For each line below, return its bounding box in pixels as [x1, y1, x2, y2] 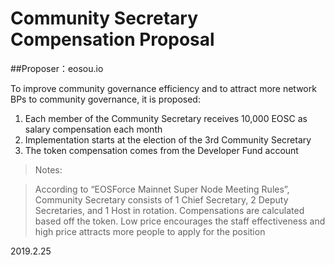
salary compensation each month [24, 123, 163, 135]
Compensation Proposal [10, 28, 215, 51]
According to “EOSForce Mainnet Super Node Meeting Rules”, [34, 183, 290, 195]
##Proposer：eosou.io [10, 62, 104, 74]
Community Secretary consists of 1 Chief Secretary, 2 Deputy [34, 193, 289, 206]
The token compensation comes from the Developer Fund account [24, 144, 299, 156]
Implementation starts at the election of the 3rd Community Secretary [24, 133, 312, 146]
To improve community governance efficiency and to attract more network [10, 82, 317, 94]
